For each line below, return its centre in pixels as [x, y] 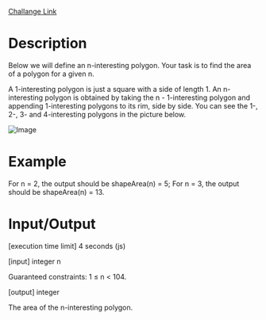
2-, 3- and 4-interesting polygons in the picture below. [97, 114]
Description [48, 44]
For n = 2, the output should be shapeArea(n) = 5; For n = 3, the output [124, 183]
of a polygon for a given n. [51, 74]
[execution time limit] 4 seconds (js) [67, 246]
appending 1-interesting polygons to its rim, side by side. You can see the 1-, [133, 105]
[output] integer [34, 291]
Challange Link [33, 11]
